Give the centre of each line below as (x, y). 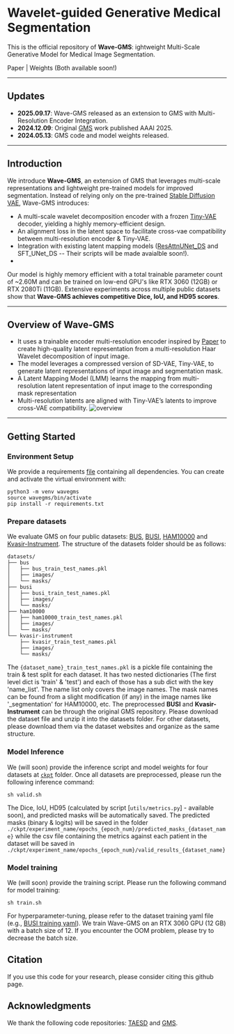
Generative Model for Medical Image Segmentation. (81, 54)
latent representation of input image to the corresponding (130, 386)
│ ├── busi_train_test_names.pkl (59, 594)
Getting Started (41, 437)
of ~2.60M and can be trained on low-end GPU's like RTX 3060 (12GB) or (112, 281)
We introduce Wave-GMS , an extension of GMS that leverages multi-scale (114, 180)
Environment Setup (41, 456)
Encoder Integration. (78, 121)
